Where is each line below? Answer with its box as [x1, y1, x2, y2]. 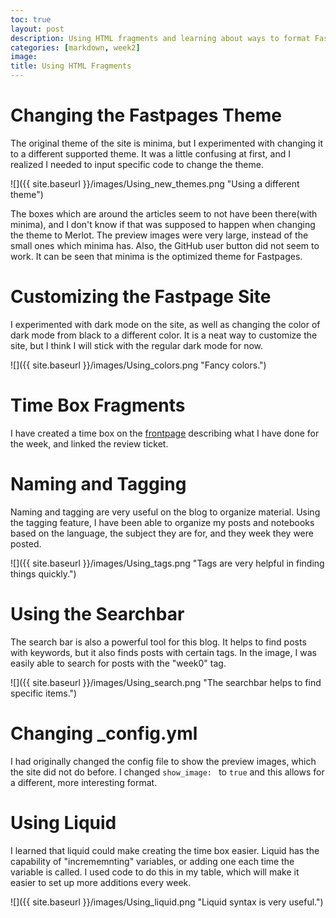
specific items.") [10, 687, 78, 699]
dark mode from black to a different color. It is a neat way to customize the [10, 329, 318, 341]
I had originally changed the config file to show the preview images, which [10, 755, 317, 767]
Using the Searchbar [10, 602, 185, 625]
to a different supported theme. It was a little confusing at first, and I [10, 147, 291, 160]
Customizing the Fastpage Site [10, 286, 272, 308]
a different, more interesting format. [10, 776, 158, 788]
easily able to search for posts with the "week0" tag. [10, 657, 227, 669]
